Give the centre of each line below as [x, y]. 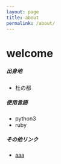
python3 [25, 118]
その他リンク [22, 140]
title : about [23, 18]
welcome [30, 53]
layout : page [23, 12]
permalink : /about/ [31, 23]
